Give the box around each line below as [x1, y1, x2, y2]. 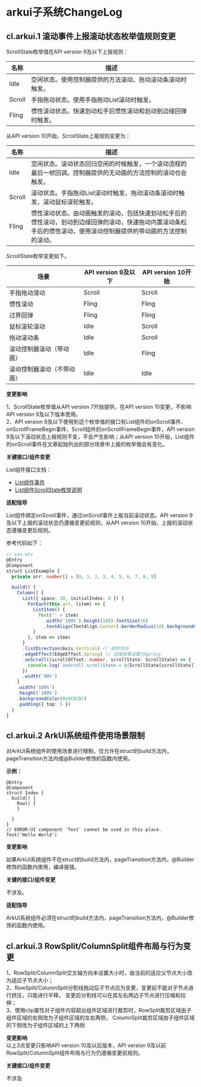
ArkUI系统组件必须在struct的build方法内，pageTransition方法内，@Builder [6, 914, 190, 922]
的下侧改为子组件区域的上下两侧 [6, 1022, 85, 1028]
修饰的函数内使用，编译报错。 [6, 863, 80, 871]
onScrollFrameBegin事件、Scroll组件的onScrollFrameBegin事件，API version [6, 426, 195, 433]
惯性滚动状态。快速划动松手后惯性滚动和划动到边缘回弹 [31, 107, 187, 115]
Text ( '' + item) [38, 612, 79, 618]
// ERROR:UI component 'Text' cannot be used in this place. [6, 827, 162, 833]
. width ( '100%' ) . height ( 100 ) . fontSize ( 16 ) [44, 618, 148, 624]
